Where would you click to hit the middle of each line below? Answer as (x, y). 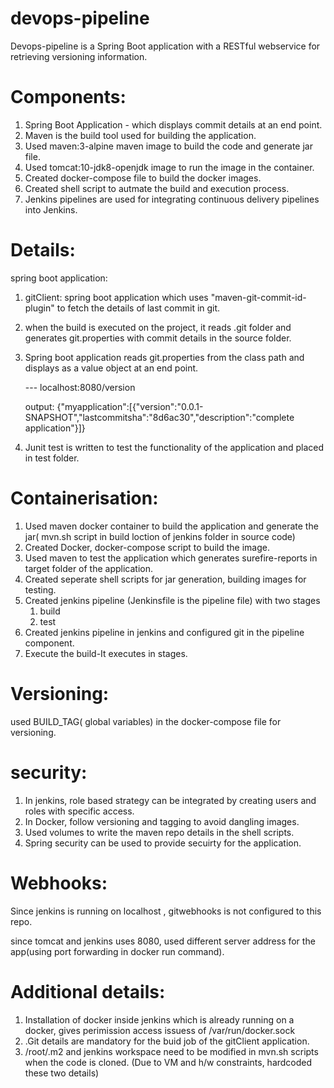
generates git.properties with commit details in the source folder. (158, 338)
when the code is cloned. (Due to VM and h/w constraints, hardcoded (168, 1062)
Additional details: (88, 991)
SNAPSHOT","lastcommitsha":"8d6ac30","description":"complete (159, 417)
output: (39, 406)
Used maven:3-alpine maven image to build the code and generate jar (168, 146)
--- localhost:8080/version (80, 387)
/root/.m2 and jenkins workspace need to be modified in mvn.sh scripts (171, 1051)
